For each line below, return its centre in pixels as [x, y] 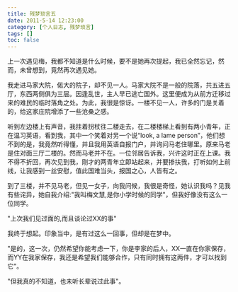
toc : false [23, 40]
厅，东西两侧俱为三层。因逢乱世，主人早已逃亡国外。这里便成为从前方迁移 [116, 94]
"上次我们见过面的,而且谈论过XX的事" [62, 218]
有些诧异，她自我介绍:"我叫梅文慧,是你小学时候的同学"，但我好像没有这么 [114, 194]
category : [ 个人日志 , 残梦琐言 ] [51, 27]
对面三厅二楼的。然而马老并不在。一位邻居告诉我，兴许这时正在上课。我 [125, 153]
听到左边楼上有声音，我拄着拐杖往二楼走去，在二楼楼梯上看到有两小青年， [116, 127]
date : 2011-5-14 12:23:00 [45, 21]
